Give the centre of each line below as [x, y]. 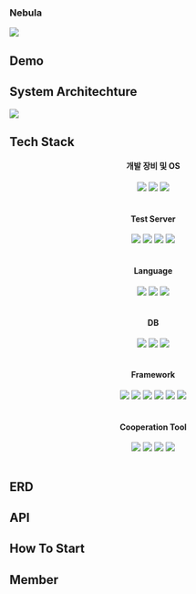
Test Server [153, 219]
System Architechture [73, 92]
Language [153, 270]
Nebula [26, 13]
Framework [153, 375]
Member [34, 580]
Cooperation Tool [153, 427]
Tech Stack [42, 142]
